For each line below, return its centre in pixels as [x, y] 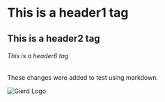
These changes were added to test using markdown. [83, 77]
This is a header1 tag [68, 13]
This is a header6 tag [38, 56]
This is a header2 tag [54, 39]
